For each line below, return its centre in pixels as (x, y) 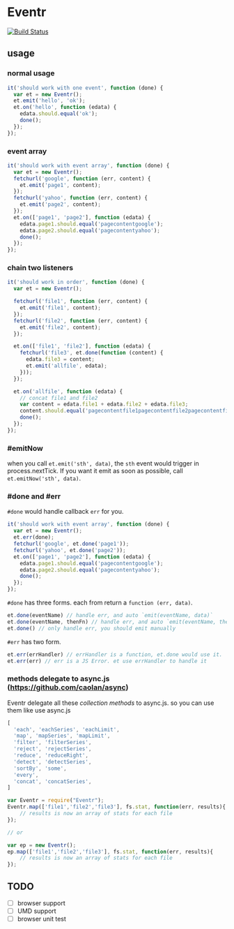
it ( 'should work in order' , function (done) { (76, 282)
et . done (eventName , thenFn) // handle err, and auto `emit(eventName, (112, 622)
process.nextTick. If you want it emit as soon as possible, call (95, 471)
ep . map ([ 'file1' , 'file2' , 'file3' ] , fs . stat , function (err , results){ (110, 852)
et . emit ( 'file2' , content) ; (60, 327)
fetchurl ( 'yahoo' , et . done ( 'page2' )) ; (70, 550)
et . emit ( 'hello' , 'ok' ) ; (49, 101)
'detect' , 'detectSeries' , (53, 761)
